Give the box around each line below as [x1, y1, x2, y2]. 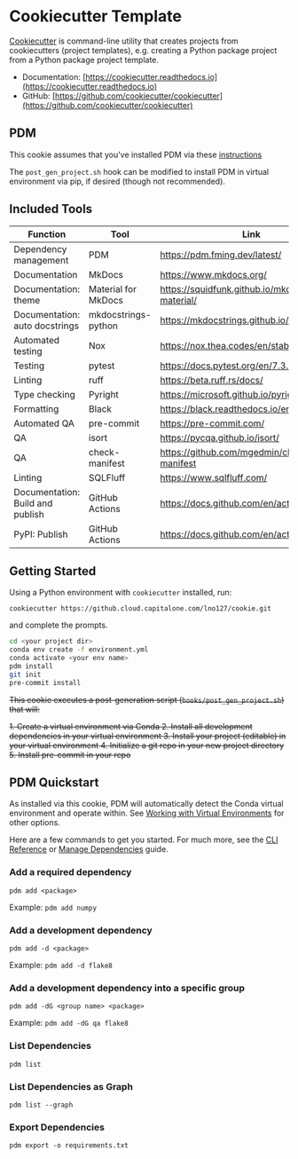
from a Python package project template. [9, 54, 160, 65]
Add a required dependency [9, 866, 132, 879]
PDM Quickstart [9, 775, 99, 791]
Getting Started [9, 564, 97, 579]
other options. [9, 817, 60, 828]
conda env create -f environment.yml [9, 645, 149, 654]
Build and [13, 497, 53, 509]
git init [9, 670, 42, 679]
